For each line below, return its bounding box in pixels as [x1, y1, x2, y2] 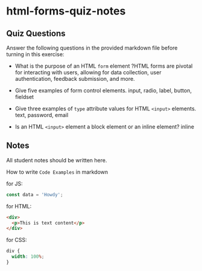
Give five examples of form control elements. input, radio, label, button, [14, 87, 192, 94]
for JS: [6, 180, 23, 187]
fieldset [14, 94, 34, 100]
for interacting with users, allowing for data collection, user [14, 69, 162, 76]
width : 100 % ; [11, 253, 45, 260]
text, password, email [14, 112, 69, 118]
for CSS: [6, 237, 27, 244]
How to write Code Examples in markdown [6, 168, 109, 176]
